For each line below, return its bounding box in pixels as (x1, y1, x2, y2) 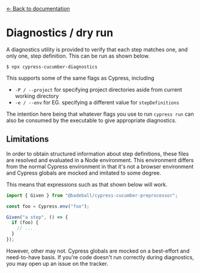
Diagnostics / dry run (6, 26, 114, 40)
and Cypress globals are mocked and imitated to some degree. (6, 169, 162, 176)
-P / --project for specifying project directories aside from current (14, 86, 183, 93)
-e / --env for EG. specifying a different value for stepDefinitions (14, 98, 180, 106)
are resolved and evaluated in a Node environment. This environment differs (6, 156, 194, 164)
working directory (14, 92, 59, 100)
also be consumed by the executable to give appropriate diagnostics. (6, 116, 177, 124)
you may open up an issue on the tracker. (6, 260, 108, 267)
